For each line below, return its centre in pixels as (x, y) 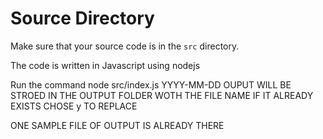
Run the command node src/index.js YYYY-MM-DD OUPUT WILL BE (151, 84)
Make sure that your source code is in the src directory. (125, 46)
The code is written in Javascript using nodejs (105, 65)
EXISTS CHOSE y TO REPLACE (74, 106)
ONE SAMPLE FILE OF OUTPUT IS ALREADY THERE (117, 125)
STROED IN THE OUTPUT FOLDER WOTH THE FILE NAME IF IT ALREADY (162, 95)
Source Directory (82, 18)
